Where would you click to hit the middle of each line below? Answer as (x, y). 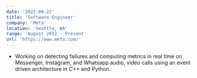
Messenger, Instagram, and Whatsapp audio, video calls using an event (103, 63)
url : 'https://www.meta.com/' (44, 39)
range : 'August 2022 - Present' (46, 34)
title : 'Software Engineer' (41, 17)
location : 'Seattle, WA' (37, 28)
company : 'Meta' (26, 23)
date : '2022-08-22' (30, 12)
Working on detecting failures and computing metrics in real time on (98, 56)
